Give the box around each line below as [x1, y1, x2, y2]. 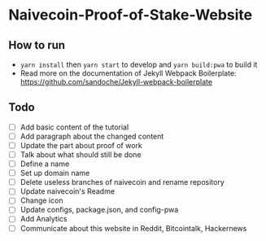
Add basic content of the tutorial [20, 122, 129, 132]
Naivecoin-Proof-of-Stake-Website [8, 6, 253, 24]
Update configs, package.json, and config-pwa [20, 205, 179, 215]
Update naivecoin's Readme [20, 186, 116, 196]
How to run [8, 38, 66, 52]
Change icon [20, 195, 63, 205]
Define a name [20, 159, 70, 169]
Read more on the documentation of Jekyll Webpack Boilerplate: [20, 68, 238, 78]
